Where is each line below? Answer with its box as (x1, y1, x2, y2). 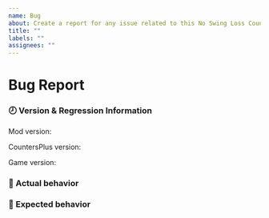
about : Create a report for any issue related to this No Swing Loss (8, 19, 246, 27)
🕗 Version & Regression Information (8, 105, 152, 116)
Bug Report (8, 76, 86, 95)
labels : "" (8, 34, 45, 42)
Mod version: (8, 126, 52, 136)
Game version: (8, 157, 57, 167)
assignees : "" (8, 42, 56, 50)
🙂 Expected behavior (8, 199, 90, 210)
